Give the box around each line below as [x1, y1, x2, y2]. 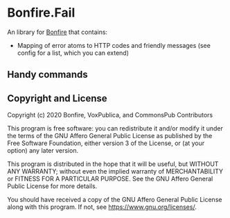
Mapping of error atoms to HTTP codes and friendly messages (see [17, 41, 211, 49]
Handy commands [7, 69, 88, 81]
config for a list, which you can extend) [17, 49, 130, 57]
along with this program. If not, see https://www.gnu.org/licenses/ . [7, 203, 197, 211]
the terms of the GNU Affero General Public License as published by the [7, 132, 213, 140]
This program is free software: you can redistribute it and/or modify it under [7, 124, 223, 133]
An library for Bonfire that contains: [7, 28, 108, 36]
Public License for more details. [7, 182, 98, 190]
